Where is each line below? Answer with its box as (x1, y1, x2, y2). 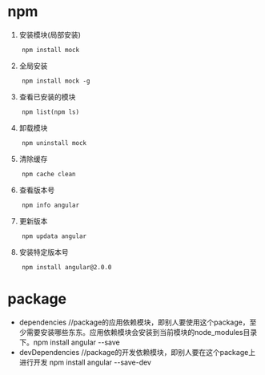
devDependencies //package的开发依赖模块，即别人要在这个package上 (18, 347, 256, 357)
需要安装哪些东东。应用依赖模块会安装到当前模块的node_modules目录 (26, 327, 258, 337)
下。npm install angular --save (18, 337, 121, 347)
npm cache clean (22, 170, 77, 178)
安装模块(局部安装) (18, 30, 82, 39)
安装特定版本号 (18, 247, 69, 256)
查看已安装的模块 (18, 91, 76, 102)
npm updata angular (22, 232, 87, 240)
